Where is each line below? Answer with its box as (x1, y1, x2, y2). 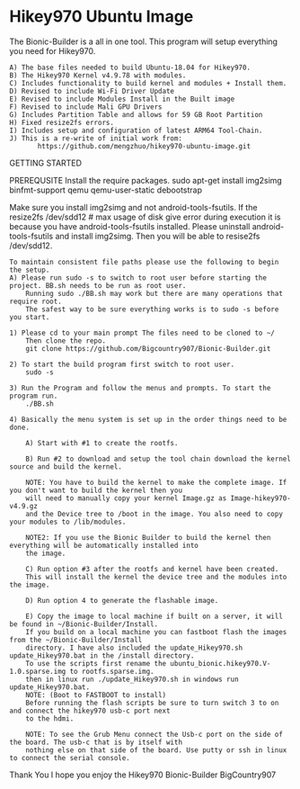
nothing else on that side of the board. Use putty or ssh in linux (25, 745, 287, 755)
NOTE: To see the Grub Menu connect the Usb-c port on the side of (25, 730, 283, 739)
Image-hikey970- (230, 493, 292, 503)
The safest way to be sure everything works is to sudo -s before (25, 304, 279, 314)
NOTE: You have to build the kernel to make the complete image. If (25, 478, 287, 487)
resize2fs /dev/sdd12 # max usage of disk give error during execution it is (9, 211, 281, 222)
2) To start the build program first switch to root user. (9, 360, 235, 369)
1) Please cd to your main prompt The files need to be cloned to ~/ (9, 328, 276, 337)
